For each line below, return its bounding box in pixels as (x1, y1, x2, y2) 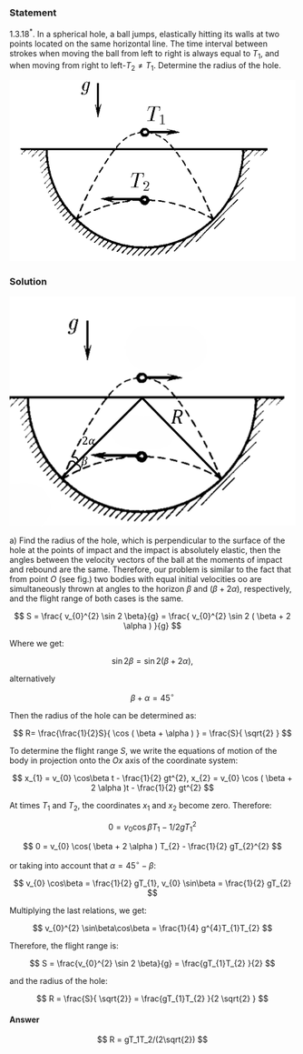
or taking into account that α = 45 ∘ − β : (9, 858, 157, 870)
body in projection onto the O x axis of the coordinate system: (9, 755, 239, 766)
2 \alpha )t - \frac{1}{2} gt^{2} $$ (90, 782, 215, 793)
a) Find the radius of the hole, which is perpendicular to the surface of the (9, 535, 286, 547)
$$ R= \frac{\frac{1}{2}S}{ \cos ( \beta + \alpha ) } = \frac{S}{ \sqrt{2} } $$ (13, 728, 292, 738)
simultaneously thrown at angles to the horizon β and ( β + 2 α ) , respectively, (9, 584, 292, 595)
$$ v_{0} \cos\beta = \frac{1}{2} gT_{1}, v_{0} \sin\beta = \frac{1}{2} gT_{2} (13, 878, 292, 888)
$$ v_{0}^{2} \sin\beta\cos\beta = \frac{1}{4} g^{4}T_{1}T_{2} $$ (32, 922, 273, 933)
